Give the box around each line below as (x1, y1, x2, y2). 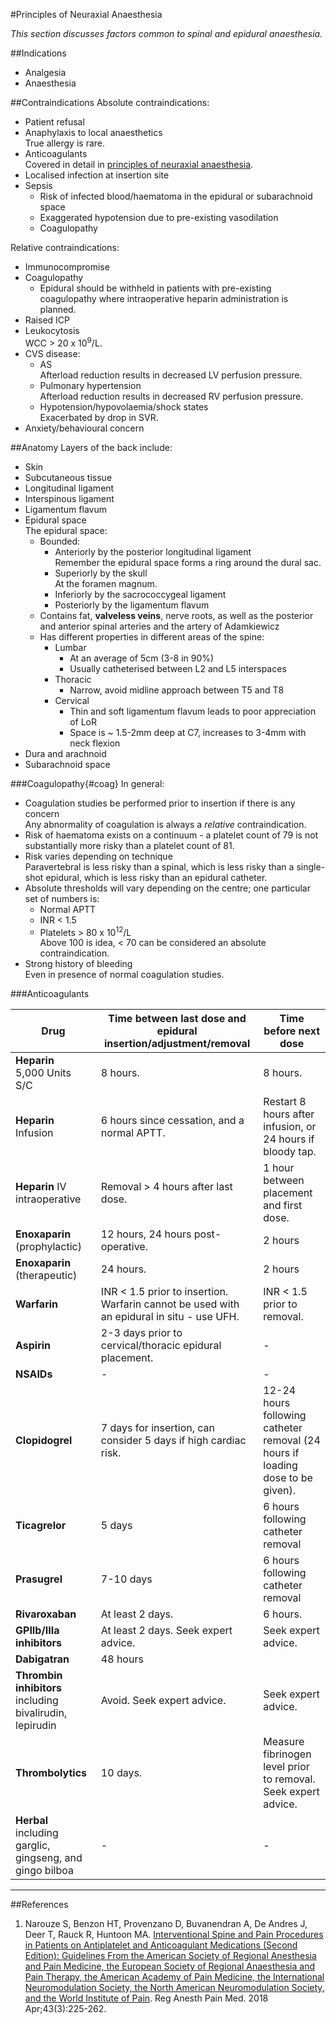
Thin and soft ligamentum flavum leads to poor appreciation (69, 705, 317, 717)
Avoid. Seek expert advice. (100, 1694, 227, 1708)
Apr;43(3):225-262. (24, 2003, 107, 2015)
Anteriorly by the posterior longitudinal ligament (54, 545, 252, 558)
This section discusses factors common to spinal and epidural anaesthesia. (10, 28, 323, 39)
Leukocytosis (24, 325, 80, 336)
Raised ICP (24, 314, 70, 326)
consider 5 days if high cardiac (100, 1434, 247, 1448)
